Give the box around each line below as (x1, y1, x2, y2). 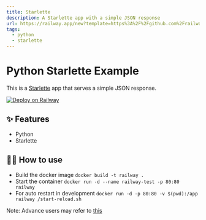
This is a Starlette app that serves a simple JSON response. (6, 84, 157, 92)
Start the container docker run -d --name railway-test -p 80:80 (15, 178, 180, 185)
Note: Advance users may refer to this (6, 206, 102, 214)
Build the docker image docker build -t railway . (15, 171, 144, 178)
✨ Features (6, 114, 50, 125)
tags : (6, 26, 20, 33)
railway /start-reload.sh (15, 196, 82, 202)
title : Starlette (6, 9, 51, 15)
